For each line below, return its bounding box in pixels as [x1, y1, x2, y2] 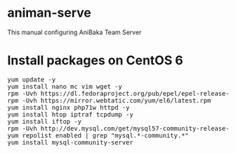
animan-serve [7, 5, 91, 21]
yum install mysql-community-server [7, 138, 133, 146]
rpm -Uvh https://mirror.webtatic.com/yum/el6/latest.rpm [7, 96, 211, 104]
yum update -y [7, 75, 56, 83]
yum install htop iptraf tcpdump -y [7, 110, 133, 118]
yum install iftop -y [7, 117, 82, 125]
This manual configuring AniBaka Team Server [7, 28, 142, 36]
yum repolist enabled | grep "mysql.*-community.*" [7, 131, 190, 139]
